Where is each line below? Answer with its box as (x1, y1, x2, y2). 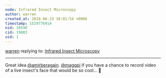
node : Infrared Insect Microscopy (5, 7, 77, 12)
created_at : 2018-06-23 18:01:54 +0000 (5, 16, 87, 21)
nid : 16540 (5, 26, 28, 30)
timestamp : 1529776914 (5, 21, 52, 26)
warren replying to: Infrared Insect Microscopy (5, 48, 100, 54)
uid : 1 (5, 35, 19, 40)
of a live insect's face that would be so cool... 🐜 (5, 67, 101, 73)
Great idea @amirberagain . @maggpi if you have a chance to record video (5, 62, 157, 68)
